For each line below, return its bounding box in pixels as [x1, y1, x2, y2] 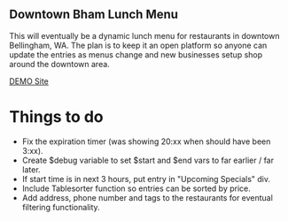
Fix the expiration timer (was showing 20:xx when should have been [21, 136, 271, 147]
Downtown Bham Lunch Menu [9, 7, 179, 22]
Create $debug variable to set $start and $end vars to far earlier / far [21, 155, 275, 165]
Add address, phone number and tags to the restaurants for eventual [21, 192, 273, 202]
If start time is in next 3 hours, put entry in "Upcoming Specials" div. [21, 173, 271, 184]
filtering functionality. [21, 202, 100, 212]
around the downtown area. [9, 58, 111, 69]
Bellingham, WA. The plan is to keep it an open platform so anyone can [9, 40, 268, 50]
